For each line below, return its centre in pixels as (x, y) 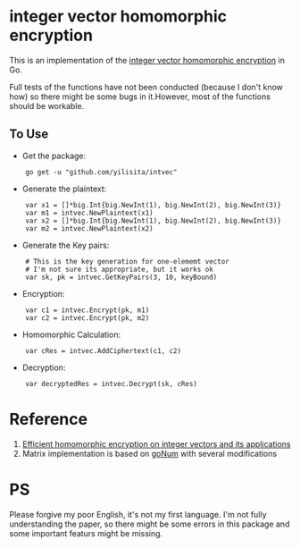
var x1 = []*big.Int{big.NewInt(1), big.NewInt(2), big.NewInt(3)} (153, 205)
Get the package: (54, 156)
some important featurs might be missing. (86, 533)
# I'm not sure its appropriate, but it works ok (120, 269)
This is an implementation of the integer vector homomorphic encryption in (147, 60)
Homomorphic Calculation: (71, 334)
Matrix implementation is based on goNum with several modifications (150, 453)
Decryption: (44, 367)
